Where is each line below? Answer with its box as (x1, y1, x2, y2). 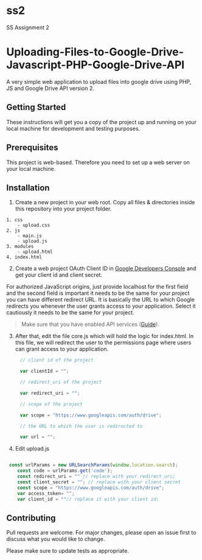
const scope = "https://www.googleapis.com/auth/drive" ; (17, 485, 165, 491)
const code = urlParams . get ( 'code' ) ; (17, 468, 113, 474)
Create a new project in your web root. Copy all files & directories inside (15, 199, 195, 206)
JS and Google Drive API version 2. (6, 85, 94, 92)
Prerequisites (6, 142, 58, 153)
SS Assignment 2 (6, 24, 50, 31)
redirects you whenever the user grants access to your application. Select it (6, 302, 196, 310)
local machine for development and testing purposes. (6, 125, 141, 132)
